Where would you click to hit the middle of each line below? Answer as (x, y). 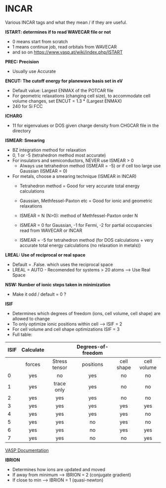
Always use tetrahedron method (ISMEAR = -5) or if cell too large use (90, 165)
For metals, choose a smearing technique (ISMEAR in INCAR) (74, 176)
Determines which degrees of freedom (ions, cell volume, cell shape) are (86, 313)
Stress (60, 361)
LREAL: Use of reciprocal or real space (45, 255)
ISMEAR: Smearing (25, 140)
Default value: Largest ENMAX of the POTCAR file (63, 90)
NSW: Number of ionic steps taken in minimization (58, 284)
